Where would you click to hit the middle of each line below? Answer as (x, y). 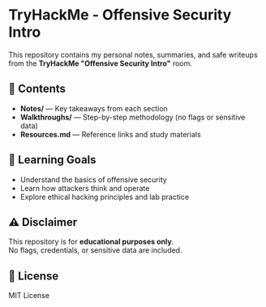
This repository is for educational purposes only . (91, 242)
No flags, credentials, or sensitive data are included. (95, 250)
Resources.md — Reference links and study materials (110, 134)
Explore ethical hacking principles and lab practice (104, 197)
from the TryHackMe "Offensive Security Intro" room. (101, 63)
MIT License (29, 296)
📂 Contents (37, 89)
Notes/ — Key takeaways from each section (94, 108)
